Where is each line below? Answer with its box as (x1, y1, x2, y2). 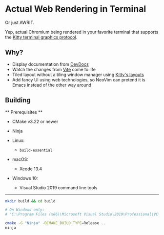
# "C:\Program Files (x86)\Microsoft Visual (5, 212, 97, 217)
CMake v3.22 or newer (12, 118, 59, 124)
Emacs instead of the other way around (12, 82, 92, 88)
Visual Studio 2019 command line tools (19, 184, 98, 191)
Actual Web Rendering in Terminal (5, 3, 146, 15)
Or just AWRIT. (5, 20, 35, 25)
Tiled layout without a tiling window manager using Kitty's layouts (12, 72, 144, 78)
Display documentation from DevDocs (12, 61, 89, 67)
